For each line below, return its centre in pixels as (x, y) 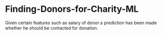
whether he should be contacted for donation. (52, 28)
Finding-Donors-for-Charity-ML (72, 9)
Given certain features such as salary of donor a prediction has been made (81, 23)
